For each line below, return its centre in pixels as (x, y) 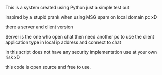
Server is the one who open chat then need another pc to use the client (80, 37)
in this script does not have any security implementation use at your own (81, 52)
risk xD (13, 57)
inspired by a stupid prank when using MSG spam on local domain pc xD (81, 17)
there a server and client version (39, 27)
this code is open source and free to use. (48, 67)
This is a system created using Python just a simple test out (67, 7)
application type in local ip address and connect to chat (63, 42)
